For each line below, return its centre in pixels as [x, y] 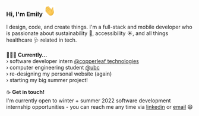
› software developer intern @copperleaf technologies [73, 61]
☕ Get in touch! [25, 92]
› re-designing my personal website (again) [59, 74]
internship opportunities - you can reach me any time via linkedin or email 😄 [99, 107]
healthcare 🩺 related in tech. [42, 40]
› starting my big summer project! [47, 80]
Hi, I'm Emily [25, 14]
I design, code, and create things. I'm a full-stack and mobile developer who [99, 27]
